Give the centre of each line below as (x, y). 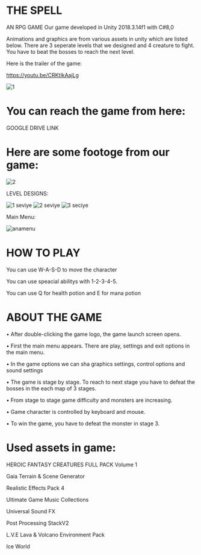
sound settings (25, 370)
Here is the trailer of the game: (44, 63)
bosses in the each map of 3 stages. (51, 388)
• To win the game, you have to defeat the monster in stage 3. (83, 423)
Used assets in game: (61, 448)
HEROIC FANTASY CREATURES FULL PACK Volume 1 (72, 465)
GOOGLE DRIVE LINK (32, 128)
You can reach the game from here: (96, 111)
